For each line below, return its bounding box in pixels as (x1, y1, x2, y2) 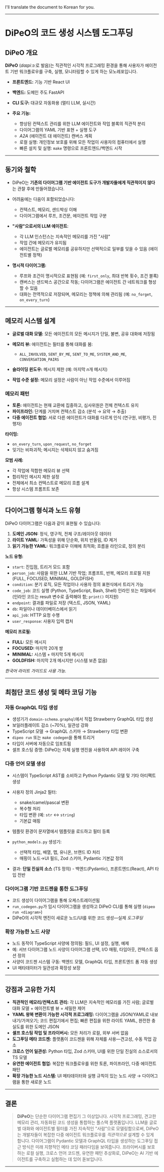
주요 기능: (12, 110, 31, 116)
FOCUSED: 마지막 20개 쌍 (12, 645, 63, 651)
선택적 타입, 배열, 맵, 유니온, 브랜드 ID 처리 (19, 849, 101, 855)
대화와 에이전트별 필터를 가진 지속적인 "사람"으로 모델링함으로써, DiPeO (22, 1125, 159, 1131)
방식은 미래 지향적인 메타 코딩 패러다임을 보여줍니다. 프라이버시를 (22, 1144, 146, 1150)
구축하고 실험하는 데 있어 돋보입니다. (34, 1156, 103, 1162)
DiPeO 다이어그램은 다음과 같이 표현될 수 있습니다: (5, 520, 101, 526)
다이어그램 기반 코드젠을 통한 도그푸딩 (5, 885, 88, 892)
